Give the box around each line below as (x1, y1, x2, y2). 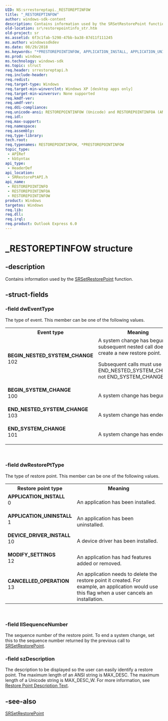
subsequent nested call (98, 343, 153, 350)
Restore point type (17, 485, 62, 492)
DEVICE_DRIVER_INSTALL (7, 531, 71, 538)
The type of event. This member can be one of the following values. (5, 317, 145, 323)
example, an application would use (76, 583, 158, 590)
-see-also (5, 697, 36, 705)
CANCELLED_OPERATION (7, 577, 69, 584)
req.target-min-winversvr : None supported (5, 91, 95, 96)
